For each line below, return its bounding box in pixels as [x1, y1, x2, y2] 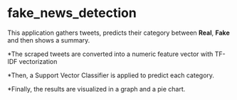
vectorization [19, 57, 58, 65]
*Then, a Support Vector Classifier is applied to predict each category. [7, 71, 215, 79]
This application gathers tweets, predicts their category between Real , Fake [7, 28, 230, 37]
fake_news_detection [7, 5, 137, 21]
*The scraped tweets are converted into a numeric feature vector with [7, 50, 214, 58]
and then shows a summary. [7, 35, 90, 44]
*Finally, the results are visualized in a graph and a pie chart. [7, 84, 186, 93]
